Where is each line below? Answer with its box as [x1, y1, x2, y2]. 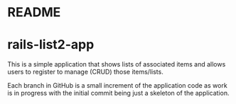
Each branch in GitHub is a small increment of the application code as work [7, 81, 227, 90]
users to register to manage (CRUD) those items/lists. [7, 68, 163, 76]
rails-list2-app [7, 37, 95, 53]
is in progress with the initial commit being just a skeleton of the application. [7, 89, 230, 98]
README [7, 4, 61, 21]
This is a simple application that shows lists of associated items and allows [7, 60, 226, 69]
